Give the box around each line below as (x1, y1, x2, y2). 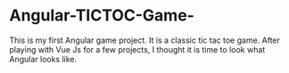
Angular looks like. (9, 53, 78, 64)
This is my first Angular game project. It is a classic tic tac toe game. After (9, 35, 281, 45)
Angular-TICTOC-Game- (9, 5, 194, 26)
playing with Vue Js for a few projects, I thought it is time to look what (9, 44, 266, 54)
